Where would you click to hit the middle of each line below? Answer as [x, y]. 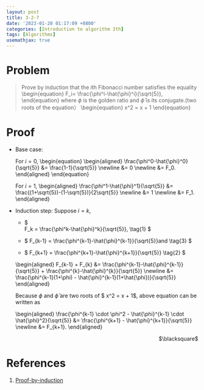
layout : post [23, 12]
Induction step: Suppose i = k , [53, 210]
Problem [28, 70]
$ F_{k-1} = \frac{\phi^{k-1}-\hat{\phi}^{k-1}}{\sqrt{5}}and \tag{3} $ [108, 241]
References [36, 363]
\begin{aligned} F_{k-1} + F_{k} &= [58, 264]
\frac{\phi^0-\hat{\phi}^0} [156, 161]
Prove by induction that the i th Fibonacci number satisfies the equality [109, 87]
